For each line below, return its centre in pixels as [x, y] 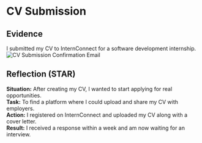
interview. [19, 134]
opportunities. [24, 95]
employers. [21, 108]
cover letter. [21, 121]
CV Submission [47, 11]
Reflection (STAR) [41, 74]
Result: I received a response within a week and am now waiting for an [96, 128]
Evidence [24, 34]
